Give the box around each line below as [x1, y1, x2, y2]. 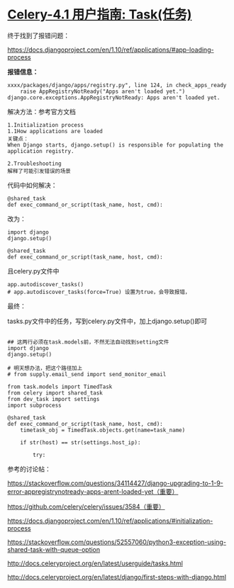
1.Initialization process [7, 121, 84, 128]
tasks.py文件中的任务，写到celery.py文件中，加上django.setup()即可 [7, 317, 208, 325]
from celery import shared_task [7, 389, 103, 397]
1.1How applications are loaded [7, 128, 103, 135]
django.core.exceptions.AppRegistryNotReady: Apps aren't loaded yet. [7, 94, 221, 101]
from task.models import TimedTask [7, 383, 113, 390]
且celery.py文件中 [7, 266, 60, 275]
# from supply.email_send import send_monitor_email [7, 371, 167, 378]
